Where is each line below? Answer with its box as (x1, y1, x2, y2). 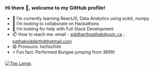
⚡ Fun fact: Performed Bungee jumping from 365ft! (12, 49, 115, 55)
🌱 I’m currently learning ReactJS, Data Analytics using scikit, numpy (12, 16, 150, 22)
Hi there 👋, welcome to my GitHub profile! (5, 4, 105, 11)
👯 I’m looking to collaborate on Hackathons (12, 21, 100, 26)
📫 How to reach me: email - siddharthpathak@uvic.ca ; (12, 31, 125, 37)
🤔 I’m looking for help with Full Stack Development (12, 26, 114, 32)
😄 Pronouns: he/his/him (12, 44, 61, 49)
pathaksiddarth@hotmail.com (12, 39, 72, 45)
